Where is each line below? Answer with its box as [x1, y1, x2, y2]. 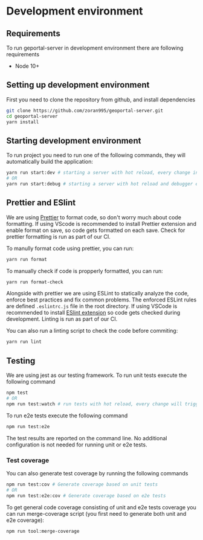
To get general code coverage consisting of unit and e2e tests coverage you [6, 503, 196, 511]
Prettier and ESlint [6, 198, 76, 208]
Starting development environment [6, 135, 141, 146]
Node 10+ [14, 62, 40, 69]
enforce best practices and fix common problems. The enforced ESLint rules [6, 296, 197, 303]
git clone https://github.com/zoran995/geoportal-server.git [6, 108, 164, 114]
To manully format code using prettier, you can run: [6, 245, 134, 252]
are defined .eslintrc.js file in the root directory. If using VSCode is [6, 303, 178, 310]
